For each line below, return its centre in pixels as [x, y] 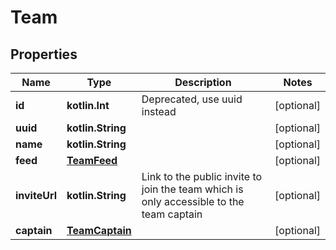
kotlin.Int [88, 105]
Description [203, 82]
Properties [44, 54]
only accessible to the [193, 201]
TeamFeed [92, 160]
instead [159, 111]
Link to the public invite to [202, 176]
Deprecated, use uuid [192, 99]
